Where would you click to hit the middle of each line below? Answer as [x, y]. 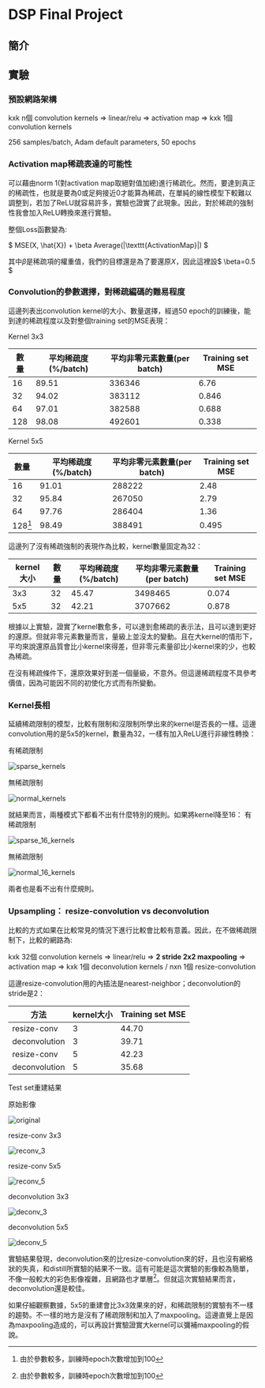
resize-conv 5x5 [35, 1165]
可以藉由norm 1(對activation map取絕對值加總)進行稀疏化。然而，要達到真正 [132, 182]
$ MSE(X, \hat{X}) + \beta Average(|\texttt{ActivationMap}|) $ [108, 245]
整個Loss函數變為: [38, 229]
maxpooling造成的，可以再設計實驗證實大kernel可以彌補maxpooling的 [129, 1325]
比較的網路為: [51, 940]
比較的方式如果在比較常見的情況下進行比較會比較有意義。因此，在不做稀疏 [129, 930]
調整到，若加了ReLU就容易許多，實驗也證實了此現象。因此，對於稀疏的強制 [131, 202]
